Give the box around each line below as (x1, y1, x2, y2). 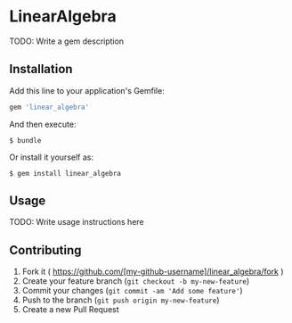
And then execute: (9, 119, 77, 129)
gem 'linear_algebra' (9, 103, 90, 112)
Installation (9, 62, 73, 77)
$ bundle (9, 136, 42, 145)
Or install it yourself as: (9, 152, 93, 162)
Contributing (9, 243, 82, 258)
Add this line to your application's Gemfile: (9, 85, 165, 95)
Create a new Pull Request (21, 304, 120, 315)
